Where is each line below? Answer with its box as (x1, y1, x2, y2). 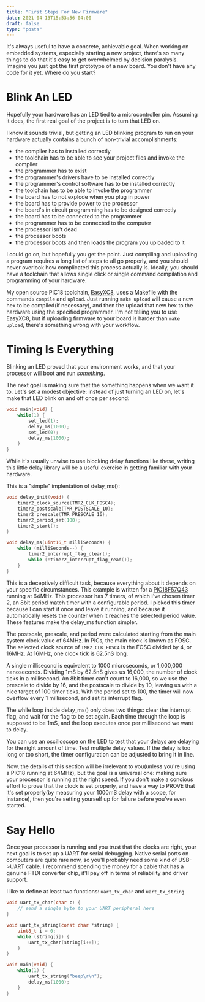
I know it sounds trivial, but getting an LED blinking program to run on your (6, 129, 194, 137)
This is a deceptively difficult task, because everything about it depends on (6, 579, 196, 587)
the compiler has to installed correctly (15, 148, 111, 155)
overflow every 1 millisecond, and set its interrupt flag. (6, 694, 143, 701)
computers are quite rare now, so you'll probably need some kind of (6, 857, 177, 864)
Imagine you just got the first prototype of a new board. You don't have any (6, 63, 196, 70)
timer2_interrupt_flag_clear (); (28, 551, 111, 557)
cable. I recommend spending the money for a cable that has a (26, 863, 184, 870)
